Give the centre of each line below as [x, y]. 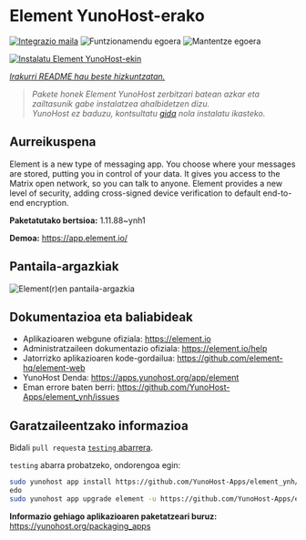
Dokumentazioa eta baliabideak [101, 316]
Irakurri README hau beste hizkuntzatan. [87, 76]
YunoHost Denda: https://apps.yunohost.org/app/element [131, 378]
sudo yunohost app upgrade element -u [83, 499]
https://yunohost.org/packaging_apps [80, 525]
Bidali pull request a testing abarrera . [81, 448]
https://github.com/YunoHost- [173, 387]
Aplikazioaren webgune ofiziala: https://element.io [117, 339]
